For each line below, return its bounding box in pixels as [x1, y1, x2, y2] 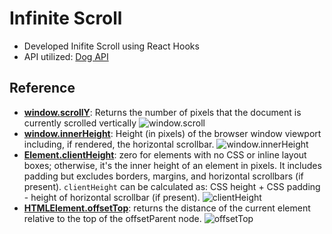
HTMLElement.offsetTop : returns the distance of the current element [23, 202, 311, 214]
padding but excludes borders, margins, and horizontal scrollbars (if [23, 170, 304, 182]
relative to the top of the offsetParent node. [23, 212, 202, 224]
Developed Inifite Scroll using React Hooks [23, 40, 200, 52]
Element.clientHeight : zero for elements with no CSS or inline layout [23, 148, 307, 161]
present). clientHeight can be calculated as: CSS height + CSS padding [23, 180, 321, 192]
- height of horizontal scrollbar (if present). [23, 191, 201, 203]
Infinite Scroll [9, 7, 123, 30]
